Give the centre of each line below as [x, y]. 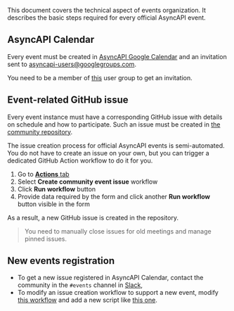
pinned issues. [46, 239]
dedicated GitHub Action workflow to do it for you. [80, 160]
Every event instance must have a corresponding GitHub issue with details [115, 117]
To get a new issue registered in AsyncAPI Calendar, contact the [110, 278]
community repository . [40, 132]
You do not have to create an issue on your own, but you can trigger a [108, 153]
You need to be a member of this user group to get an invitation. [100, 77]
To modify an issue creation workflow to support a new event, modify [118, 293]
